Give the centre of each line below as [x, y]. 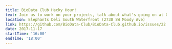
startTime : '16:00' [26, 34]
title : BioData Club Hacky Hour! [41, 10]
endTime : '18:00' [24, 39]
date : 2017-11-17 [24, 29]
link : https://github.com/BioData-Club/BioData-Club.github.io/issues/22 [86, 24]
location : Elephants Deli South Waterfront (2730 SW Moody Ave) [75, 19]
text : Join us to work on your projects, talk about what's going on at [84, 15]
